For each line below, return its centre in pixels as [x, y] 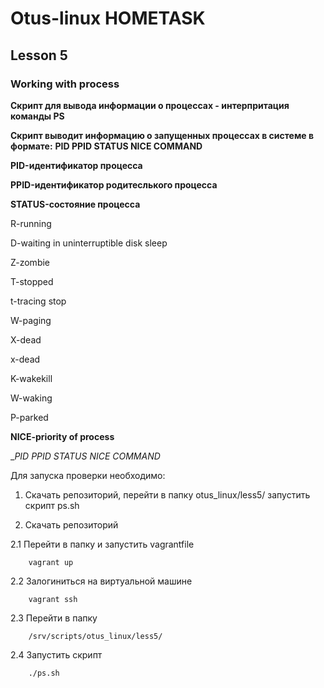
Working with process [65, 84]
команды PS [37, 116]
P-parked [29, 417]
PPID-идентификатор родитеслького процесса [114, 184]
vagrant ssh [53, 599]
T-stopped [32, 281]
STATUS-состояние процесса [75, 204]
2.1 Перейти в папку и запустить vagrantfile [102, 544]
